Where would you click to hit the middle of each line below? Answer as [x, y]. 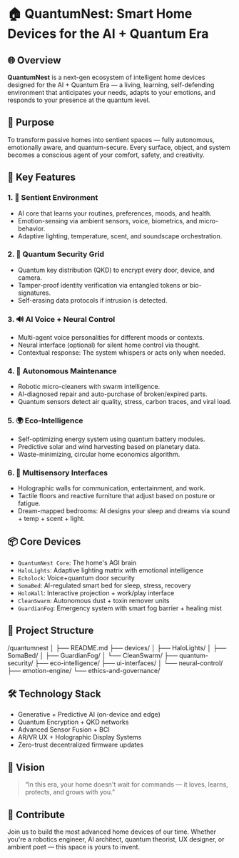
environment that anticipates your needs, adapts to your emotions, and [112, 92]
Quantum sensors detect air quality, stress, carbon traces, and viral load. [124, 402]
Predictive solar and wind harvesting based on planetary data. [109, 446]
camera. [30, 277]
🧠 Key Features [42, 177]
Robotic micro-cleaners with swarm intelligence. [89, 387]
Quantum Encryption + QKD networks [73, 722]
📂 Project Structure [51, 631]
